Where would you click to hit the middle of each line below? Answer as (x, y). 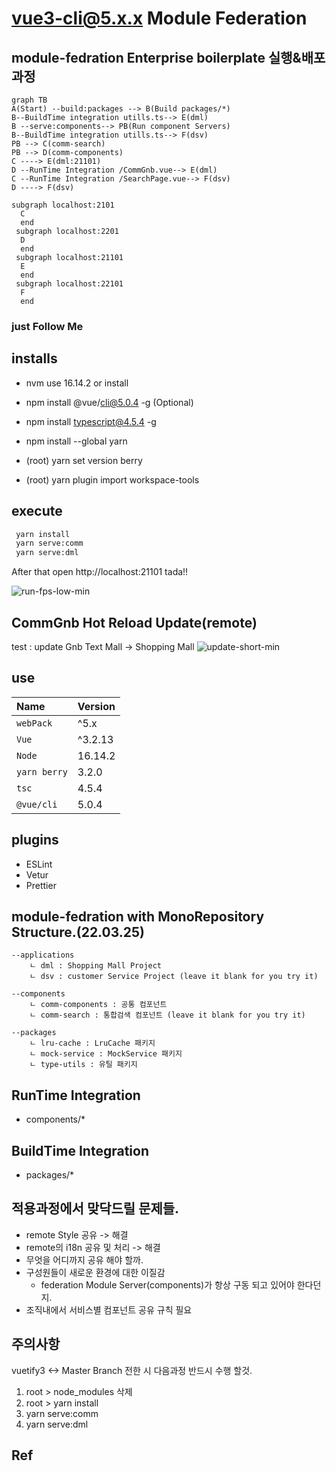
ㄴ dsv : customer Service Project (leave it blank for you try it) (174, 977)
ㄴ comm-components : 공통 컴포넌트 (98, 1005)
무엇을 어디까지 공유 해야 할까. (84, 1259)
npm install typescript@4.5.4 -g (91, 421)
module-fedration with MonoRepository (138, 916)
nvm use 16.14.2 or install (77, 383)
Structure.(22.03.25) (78, 932)
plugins (35, 840)
